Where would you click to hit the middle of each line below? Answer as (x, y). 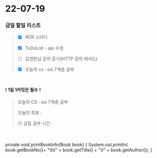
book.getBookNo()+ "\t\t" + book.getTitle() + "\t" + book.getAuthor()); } (79, 150)
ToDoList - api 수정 (44, 48)
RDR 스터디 (36, 37)
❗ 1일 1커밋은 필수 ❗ (23, 90)
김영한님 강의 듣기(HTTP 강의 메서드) (61, 59)
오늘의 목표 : (30, 112)
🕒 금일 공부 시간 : (35, 123)
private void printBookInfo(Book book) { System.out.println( (66, 144)
